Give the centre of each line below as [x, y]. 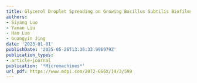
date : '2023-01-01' [30, 44]
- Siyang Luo [22, 22]
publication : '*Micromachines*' [45, 66]
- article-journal [28, 60]
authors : [17, 17]
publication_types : [30, 55]
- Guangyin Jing [26, 39]
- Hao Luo [18, 33]
